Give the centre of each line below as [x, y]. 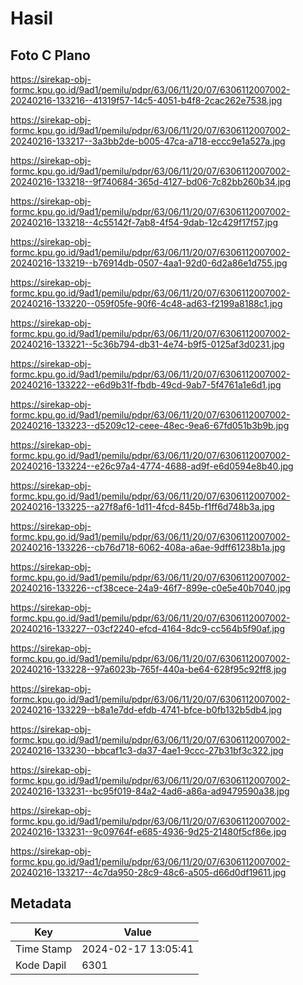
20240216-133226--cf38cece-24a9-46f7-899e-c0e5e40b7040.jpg [151, 588]
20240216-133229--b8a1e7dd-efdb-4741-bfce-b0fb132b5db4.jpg [146, 710]
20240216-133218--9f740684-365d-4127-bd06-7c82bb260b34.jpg [150, 181]
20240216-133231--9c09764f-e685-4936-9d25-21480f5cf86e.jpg [148, 831]
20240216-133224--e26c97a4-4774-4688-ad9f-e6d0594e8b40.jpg [152, 466]
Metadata [41, 903]
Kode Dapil [41, 965]
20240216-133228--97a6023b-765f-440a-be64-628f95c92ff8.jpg [148, 669]
